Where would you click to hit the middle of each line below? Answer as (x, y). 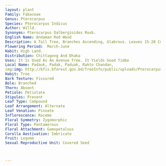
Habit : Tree (17, 74)
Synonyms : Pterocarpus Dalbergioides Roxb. (51, 33)
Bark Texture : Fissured (30, 79)
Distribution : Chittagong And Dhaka (43, 56)
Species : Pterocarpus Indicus (36, 23)
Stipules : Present (24, 97)
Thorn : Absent (20, 88)
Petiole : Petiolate (25, 92)
